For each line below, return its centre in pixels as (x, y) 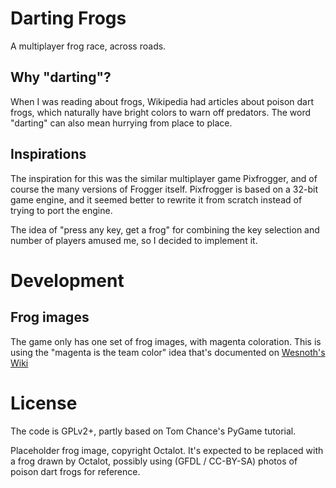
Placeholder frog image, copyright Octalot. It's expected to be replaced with (167, 450)
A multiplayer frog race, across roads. (88, 46)
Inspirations (48, 154)
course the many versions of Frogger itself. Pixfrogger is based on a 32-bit (164, 189)
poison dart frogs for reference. (75, 471)
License (44, 403)
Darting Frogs (68, 18)
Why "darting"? (61, 77)
